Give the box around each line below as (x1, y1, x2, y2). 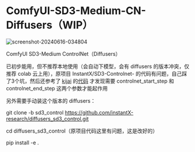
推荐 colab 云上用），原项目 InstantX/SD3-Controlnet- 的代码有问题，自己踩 (6, 70, 187, 77)
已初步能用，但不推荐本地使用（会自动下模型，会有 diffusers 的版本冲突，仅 (6, 63, 190, 70)
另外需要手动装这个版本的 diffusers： (6, 97, 96, 104)
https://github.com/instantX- (64, 109, 134, 116)
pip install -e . (6, 139, 39, 146)
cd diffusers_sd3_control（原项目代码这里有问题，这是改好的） (6, 127, 158, 134)
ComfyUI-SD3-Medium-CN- (6, 4, 146, 18)
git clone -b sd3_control (6, 109, 64, 116)
